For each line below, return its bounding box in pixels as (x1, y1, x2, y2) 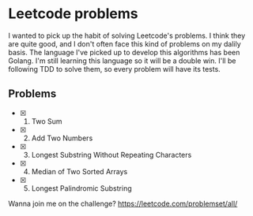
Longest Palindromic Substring (31, 183, 132, 193)
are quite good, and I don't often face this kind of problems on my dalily (8, 39, 241, 48)
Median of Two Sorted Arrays (31, 166, 128, 176)
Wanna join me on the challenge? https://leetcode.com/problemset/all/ (8, 199, 238, 208)
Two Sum (31, 116, 62, 126)
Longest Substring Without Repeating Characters (31, 150, 192, 159)
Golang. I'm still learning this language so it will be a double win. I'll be (8, 56, 236, 65)
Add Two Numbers (31, 133, 93, 143)
